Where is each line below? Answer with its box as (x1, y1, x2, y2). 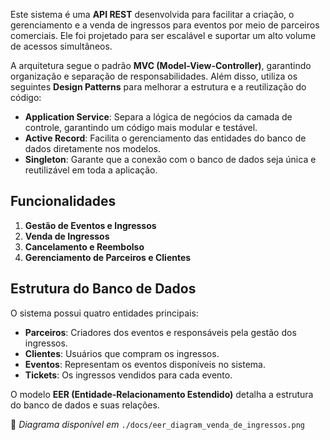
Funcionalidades (10, 193, 117, 210)
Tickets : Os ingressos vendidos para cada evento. (24, 369, 233, 381)
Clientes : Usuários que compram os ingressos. (24, 347, 220, 359)
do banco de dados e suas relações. (10, 399, 160, 411)
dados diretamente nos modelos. (24, 143, 162, 154)
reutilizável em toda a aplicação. (24, 164, 158, 176)
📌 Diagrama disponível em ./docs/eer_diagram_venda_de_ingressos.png (10, 418, 306, 430)
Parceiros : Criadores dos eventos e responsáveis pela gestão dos (24, 326, 297, 338)
